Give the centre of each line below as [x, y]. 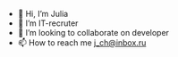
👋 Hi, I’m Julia [43, 14]
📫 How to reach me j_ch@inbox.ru [82, 43]
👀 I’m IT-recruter [48, 23]
